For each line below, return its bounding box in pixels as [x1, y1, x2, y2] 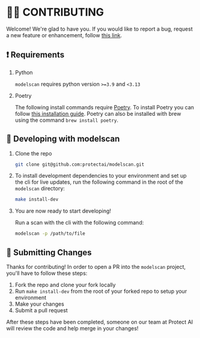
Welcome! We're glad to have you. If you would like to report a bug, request [6, 25, 193, 32]
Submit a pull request [14, 307, 68, 314]
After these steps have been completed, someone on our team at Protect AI [6, 318, 193, 325]
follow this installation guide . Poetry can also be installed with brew [14, 110, 181, 117]
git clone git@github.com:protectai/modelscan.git [14, 161, 145, 167]
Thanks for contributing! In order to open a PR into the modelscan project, [6, 264, 186, 270]
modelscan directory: [14, 185, 65, 192]
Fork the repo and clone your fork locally [14, 282, 116, 288]
